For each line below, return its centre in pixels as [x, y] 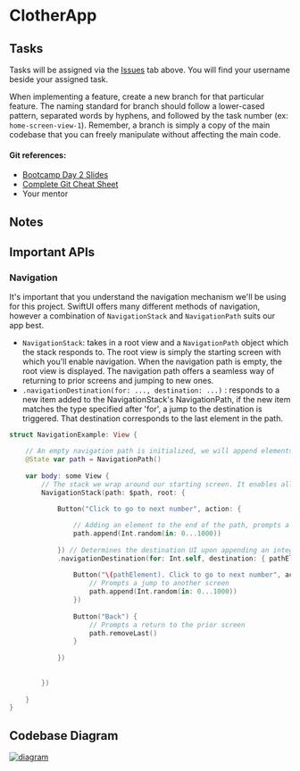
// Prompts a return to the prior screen [167, 625]
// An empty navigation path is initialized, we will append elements [159, 452]
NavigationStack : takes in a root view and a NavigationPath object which [155, 343]
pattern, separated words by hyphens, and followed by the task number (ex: [149, 116]
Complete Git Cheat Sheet [70, 185]
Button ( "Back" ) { [105, 617]
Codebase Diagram [64, 736]
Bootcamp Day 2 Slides [65, 175]
